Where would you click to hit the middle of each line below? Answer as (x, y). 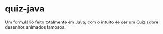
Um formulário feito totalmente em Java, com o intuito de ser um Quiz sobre (82, 22)
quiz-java (25, 9)
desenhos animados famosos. (35, 27)
